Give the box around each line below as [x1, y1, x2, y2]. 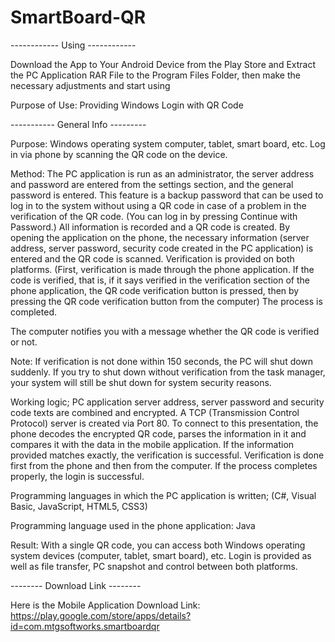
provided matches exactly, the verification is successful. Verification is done [10, 449, 325, 461]
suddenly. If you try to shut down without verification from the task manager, [10, 366, 326, 378]
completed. [10, 306, 57, 318]
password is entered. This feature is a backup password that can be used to [10, 189, 324, 201]
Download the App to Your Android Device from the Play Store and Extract [10, 58, 317, 70]
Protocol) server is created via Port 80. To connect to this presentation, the [10, 417, 319, 429]
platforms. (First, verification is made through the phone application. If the [10, 263, 315, 275]
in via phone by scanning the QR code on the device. [10, 148, 228, 160]
